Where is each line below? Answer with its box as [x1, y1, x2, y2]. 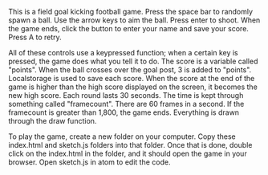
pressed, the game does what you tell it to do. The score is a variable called [8, 56, 258, 66]
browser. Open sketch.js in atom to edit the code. [8, 157, 171, 167]
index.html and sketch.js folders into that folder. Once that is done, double [8, 140, 253, 149]
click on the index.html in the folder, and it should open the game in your [8, 149, 247, 158]
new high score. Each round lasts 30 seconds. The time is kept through [8, 91, 244, 100]
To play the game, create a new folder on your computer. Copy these [8, 132, 236, 141]
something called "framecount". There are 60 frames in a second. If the [8, 100, 245, 108]
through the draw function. [8, 116, 97, 125]
